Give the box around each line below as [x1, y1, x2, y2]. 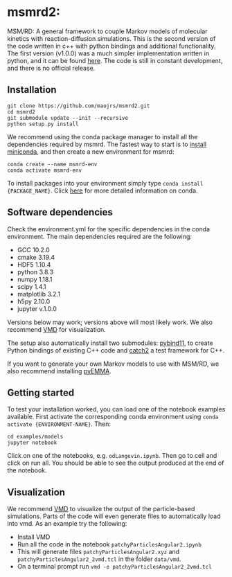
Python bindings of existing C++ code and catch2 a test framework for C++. [7, 346, 225, 354]
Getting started [7, 387, 75, 398]
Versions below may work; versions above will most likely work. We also [7, 318, 213, 326]
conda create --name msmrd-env [7, 161, 98, 168]
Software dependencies [7, 206, 113, 218]
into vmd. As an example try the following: [7, 520, 127, 528]
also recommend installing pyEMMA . [7, 366, 112, 375]
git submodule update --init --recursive [7, 114, 129, 121]
